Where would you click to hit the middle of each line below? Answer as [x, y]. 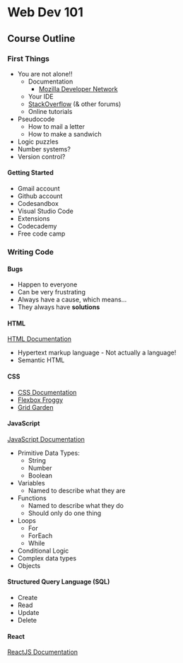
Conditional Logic [43, 550]
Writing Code [31, 252]
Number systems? [44, 149]
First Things [28, 59]
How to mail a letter [56, 126]
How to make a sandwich [65, 134]
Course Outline [41, 39]
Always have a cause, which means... [72, 300]
